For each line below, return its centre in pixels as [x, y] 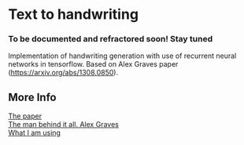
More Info [32, 97]
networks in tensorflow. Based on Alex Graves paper [93, 64]
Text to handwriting [74, 14]
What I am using [35, 133]
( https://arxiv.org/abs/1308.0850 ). [63, 73]
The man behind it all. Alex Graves [64, 125]
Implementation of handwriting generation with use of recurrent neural [122, 56]
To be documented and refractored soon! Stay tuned [111, 39]
